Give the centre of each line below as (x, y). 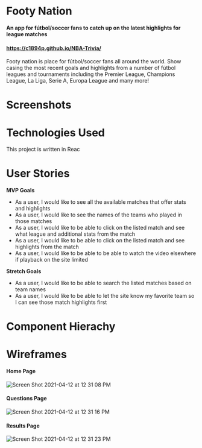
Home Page (21, 371)
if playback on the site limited (52, 260)
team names (30, 289)
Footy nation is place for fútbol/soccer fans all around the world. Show (94, 62)
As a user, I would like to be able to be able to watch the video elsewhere (106, 253)
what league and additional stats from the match (75, 234)
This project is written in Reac (43, 150)
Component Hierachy (61, 327)
